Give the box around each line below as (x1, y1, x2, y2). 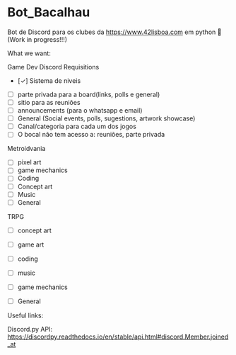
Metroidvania (7, 145, 46, 153)
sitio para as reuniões (17, 98, 81, 106)
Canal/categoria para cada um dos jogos (17, 122, 136, 131)
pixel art (17, 158, 42, 167)
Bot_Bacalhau (7, 4, 90, 21)
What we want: (7, 49, 51, 57)
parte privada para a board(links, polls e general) (17, 90, 160, 98)
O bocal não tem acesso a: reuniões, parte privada (17, 130, 165, 139)
